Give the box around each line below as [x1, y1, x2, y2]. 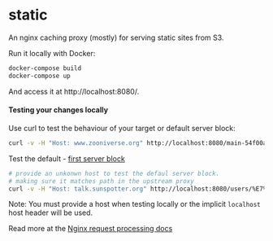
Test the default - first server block [8, 153, 126, 164]
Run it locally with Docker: [8, 48, 96, 58]
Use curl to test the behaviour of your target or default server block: [8, 123, 236, 133]
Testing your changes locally [8, 105, 108, 115]
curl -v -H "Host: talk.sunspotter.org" [8, 185, 148, 193]
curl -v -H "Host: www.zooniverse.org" [8, 138, 144, 147]
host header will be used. [8, 208, 93, 217]
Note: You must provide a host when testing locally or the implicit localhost [8, 199, 262, 209]
